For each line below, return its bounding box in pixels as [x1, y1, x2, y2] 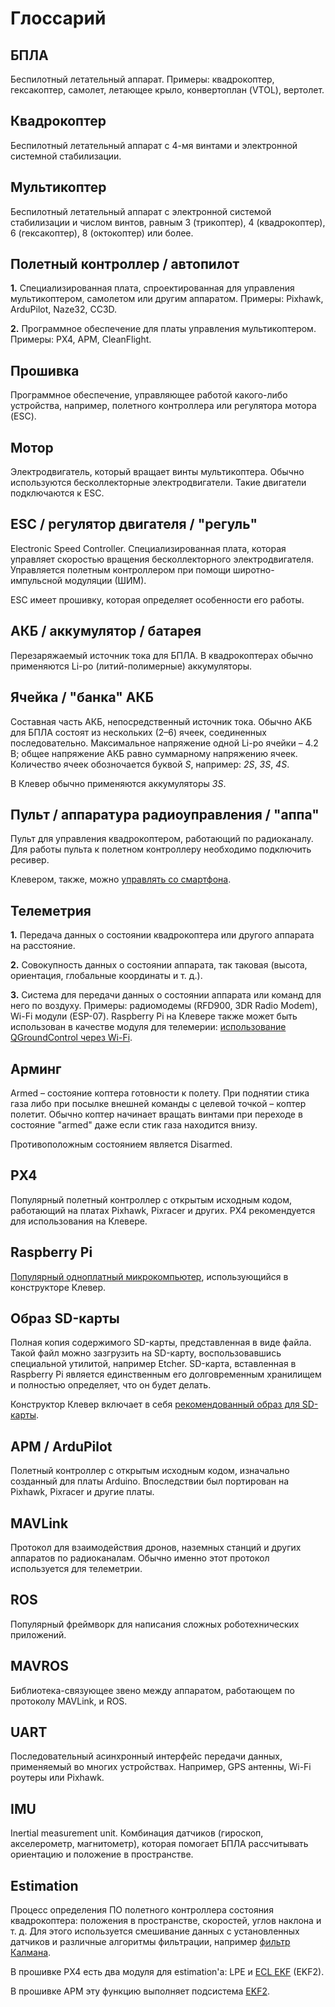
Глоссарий [10, 7, 107, 30]
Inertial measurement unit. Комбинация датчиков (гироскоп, [10, 1827, 264, 1839]
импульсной [10, 574, 63, 586]
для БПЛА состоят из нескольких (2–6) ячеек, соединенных [10, 726, 268, 738]
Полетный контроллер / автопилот [10, 256, 240, 273]
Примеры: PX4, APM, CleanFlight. [10, 333, 152, 346]
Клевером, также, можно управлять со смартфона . [10, 873, 232, 886]
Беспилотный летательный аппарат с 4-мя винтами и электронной [10, 139, 298, 151]
